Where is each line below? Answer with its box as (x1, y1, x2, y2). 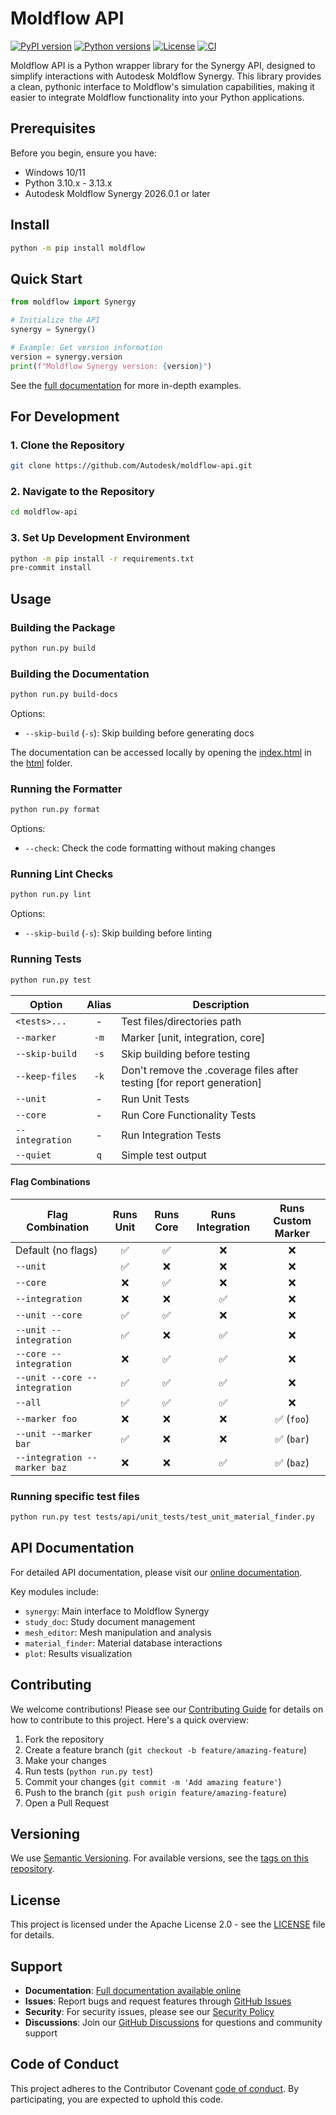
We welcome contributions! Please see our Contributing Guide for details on (10, 1703, 324, 1715)
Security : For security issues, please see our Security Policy (24, 2005, 275, 2017)
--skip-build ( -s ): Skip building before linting (24, 927, 213, 939)
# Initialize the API (10, 315, 101, 326)
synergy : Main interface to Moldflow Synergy (24, 1605, 210, 1617)
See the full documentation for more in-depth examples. (10, 379, 242, 391)
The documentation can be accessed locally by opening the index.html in (10, 747, 312, 759)
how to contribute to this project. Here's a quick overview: (10, 1713, 250, 1726)
